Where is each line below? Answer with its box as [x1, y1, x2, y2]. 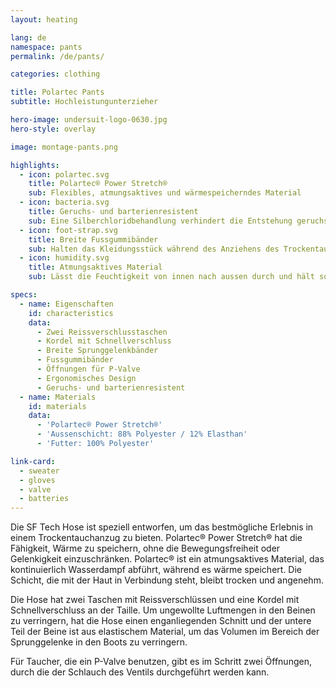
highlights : [10, 160, 60, 170]
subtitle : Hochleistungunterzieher [10, 97, 159, 107]
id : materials [28, 401, 87, 411]
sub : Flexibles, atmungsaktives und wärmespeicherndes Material [28, 188, 302, 198]
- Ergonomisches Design [36, 373, 137, 383]
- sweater [19, 466, 60, 476]
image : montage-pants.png [10, 142, 118, 152]
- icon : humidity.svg [19, 253, 110, 263]
